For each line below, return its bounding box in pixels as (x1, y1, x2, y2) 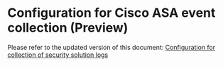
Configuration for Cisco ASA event (7, 5, 216, 21)
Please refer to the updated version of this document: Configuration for (7, 43, 215, 51)
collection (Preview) (7, 20, 129, 36)
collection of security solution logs (7, 51, 109, 59)
